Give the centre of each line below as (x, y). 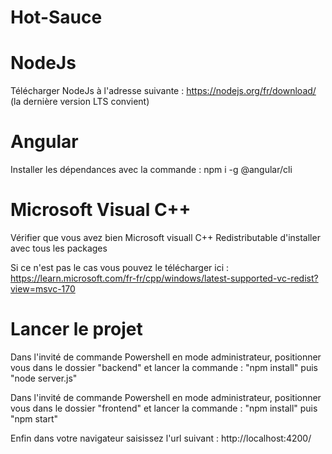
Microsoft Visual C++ (101, 210)
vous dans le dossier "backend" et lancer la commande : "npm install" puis (164, 367)
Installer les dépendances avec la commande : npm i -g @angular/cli (151, 170)
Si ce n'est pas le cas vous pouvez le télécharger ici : (120, 267)
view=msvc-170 (43, 289)
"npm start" (34, 418)
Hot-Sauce (56, 17)
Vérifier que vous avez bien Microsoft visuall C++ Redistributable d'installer (165, 237)
